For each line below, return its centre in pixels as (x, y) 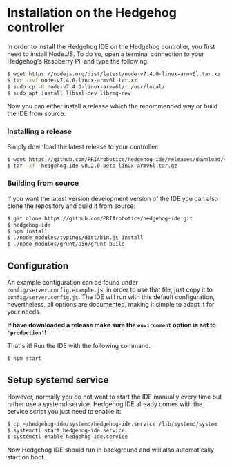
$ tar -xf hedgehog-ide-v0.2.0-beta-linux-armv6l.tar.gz (92, 166)
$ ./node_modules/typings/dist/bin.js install (75, 238)
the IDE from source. (37, 114)
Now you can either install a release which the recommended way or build (113, 106)
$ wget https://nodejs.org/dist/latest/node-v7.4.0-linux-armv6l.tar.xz (114, 74)
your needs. (24, 312)
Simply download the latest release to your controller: (83, 146)
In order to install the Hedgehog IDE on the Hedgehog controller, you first (111, 46)
